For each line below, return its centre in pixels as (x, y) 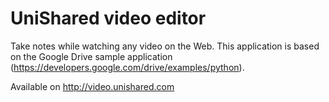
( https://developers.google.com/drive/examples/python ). (127, 67)
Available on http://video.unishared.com (92, 86)
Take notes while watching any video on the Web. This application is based (165, 46)
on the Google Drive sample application (91, 56)
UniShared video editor (108, 18)
